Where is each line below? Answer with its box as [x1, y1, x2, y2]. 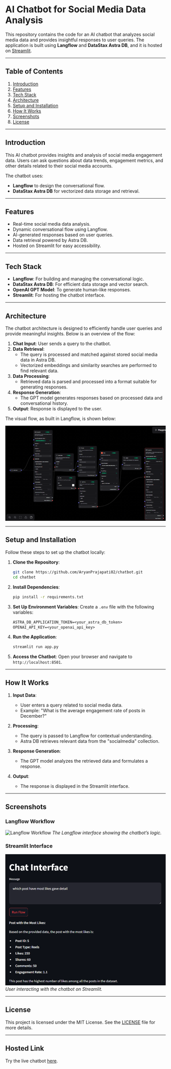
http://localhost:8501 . [12, 659, 63, 665]
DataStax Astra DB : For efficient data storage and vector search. [12, 281, 149, 287]
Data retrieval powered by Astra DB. [12, 237, 88, 244]
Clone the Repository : [12, 559, 60, 565]
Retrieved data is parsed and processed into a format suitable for [20, 379, 157, 384]
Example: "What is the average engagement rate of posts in [20, 707, 146, 713]
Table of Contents [5, 67, 64, 76]
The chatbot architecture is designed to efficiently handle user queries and [5, 325, 162, 331]
